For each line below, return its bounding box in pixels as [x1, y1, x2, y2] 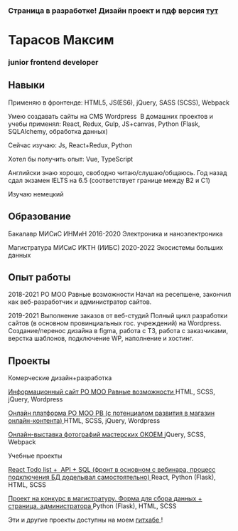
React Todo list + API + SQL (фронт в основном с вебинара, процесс [8, 466, 216, 474]
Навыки [8, 79, 45, 91]
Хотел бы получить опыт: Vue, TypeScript [8, 154, 134, 163]
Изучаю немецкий [8, 189, 64, 198]
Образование [8, 211, 72, 223]
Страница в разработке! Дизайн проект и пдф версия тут [8, 6, 219, 16]
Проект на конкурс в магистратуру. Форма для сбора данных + [8, 494, 202, 503]
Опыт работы [8, 271, 71, 283]
